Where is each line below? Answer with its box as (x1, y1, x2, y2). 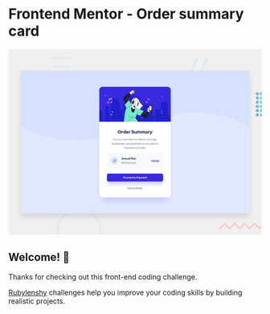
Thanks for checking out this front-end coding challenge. (8, 271, 198, 282)
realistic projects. (8, 295, 66, 306)
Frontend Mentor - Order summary (8, 5, 244, 23)
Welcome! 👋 (8, 250, 70, 264)
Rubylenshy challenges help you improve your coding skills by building (8, 287, 243, 297)
